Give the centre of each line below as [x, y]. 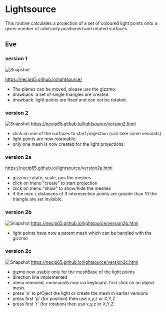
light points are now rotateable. [44, 139]
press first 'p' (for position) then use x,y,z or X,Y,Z [64, 298]
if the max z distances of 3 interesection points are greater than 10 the [85, 194]
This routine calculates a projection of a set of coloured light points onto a [81, 23]
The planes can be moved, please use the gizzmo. [64, 89]
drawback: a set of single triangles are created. [61, 94]
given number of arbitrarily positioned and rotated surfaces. [67, 28]
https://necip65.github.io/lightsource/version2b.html [84, 223]
